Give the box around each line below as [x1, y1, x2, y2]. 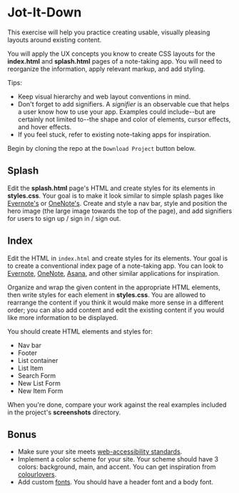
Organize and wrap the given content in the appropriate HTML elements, [7, 283, 221, 292]
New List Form [17, 379, 61, 387]
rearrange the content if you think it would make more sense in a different [7, 298, 224, 307]
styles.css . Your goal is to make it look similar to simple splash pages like [7, 191, 224, 200]
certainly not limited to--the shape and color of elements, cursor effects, [17, 115, 231, 124]
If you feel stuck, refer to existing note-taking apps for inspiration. [17, 130, 211, 139]
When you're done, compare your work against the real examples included [7, 400, 227, 409]
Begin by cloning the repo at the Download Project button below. [7, 144, 196, 152]
